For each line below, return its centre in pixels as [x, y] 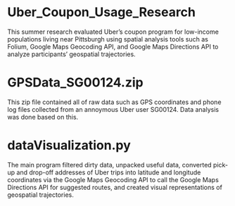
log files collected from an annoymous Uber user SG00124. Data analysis [113, 109]
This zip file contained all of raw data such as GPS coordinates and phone [114, 102]
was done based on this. [43, 117]
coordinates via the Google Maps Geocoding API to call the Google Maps [113, 179]
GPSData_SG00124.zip [75, 83]
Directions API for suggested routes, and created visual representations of [115, 187]
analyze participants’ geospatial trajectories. [71, 54]
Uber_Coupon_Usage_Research [101, 12]
